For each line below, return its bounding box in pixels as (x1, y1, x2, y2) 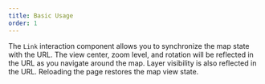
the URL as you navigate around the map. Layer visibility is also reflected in (8, 58, 257, 68)
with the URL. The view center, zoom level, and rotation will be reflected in (8, 50, 255, 59)
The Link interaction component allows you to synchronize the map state (8, 41, 250, 50)
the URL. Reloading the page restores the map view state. (8, 66, 199, 76)
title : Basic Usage (8, 11, 74, 20)
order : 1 (8, 19, 38, 27)
